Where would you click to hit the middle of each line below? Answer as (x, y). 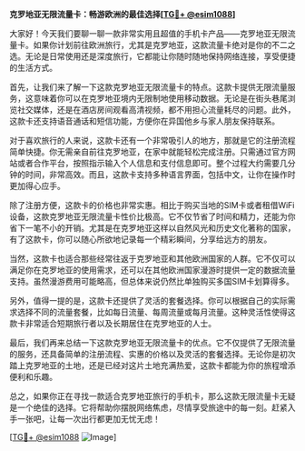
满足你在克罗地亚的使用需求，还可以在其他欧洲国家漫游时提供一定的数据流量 (152, 270)
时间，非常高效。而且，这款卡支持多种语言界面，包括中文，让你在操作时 (160, 175)
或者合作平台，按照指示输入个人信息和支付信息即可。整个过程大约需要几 (152, 163)
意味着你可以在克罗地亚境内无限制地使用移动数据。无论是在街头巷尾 (160, 98)
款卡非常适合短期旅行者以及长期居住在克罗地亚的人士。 (113, 323)
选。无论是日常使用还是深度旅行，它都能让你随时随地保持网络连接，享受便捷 (152, 56)
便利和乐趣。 (33, 377)
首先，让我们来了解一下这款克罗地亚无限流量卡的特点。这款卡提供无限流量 (148, 87)
